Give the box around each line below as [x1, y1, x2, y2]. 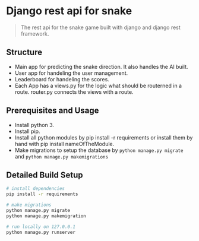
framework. [20, 30, 49, 37]
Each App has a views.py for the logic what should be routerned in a [14, 82, 182, 89]
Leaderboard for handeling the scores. [14, 75, 110, 83]
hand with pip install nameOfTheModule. [14, 140, 115, 147]
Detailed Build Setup [6, 170, 83, 180]
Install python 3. [14, 121, 55, 128]
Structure [6, 47, 43, 58]
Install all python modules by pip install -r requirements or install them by [14, 134, 193, 141]
